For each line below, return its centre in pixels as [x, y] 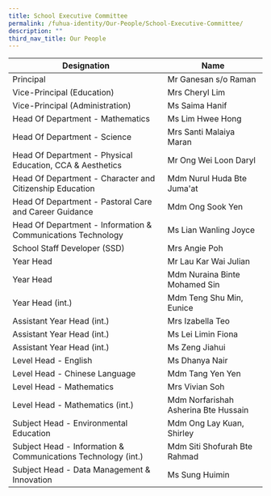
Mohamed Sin [194, 285]
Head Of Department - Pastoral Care [82, 201]
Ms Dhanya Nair [198, 361]
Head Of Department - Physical [73, 155]
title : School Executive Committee [68, 16]
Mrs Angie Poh [195, 248]
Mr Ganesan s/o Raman [212, 79]
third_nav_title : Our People [57, 38]
